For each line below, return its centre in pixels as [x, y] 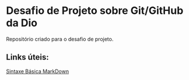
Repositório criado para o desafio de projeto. [60, 39]
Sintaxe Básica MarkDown [37, 71]
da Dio [22, 23]
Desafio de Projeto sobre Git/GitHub [95, 11]
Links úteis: [28, 57]
